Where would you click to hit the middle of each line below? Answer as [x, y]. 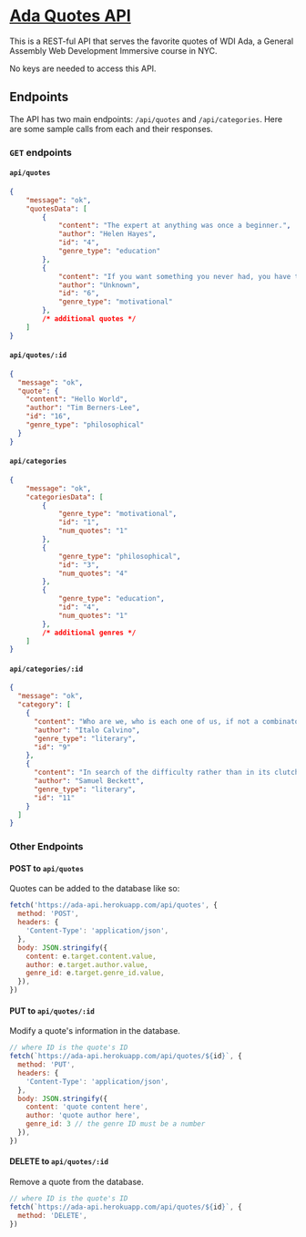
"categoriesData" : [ [65, 497]
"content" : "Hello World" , [77, 399]
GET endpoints [41, 152]
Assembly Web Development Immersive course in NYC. [113, 50]
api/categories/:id [46, 669]
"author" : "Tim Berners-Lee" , [83, 408]
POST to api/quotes [47, 868]
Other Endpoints [46, 847]
